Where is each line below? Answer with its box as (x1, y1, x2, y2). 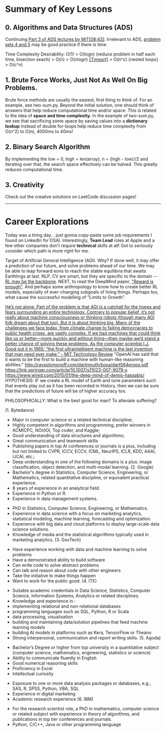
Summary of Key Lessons (5, 3, 113, 15)
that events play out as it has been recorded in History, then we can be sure (5, 383, 159, 389)
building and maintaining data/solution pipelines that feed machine (12, 619, 148, 625)
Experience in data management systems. (12, 496, 98, 502)
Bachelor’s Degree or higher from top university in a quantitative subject (12, 644, 159, 650)
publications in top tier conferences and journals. (12, 716, 112, 722)
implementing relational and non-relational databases (12, 603, 121, 609)
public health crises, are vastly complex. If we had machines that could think (5, 330, 161, 336)
